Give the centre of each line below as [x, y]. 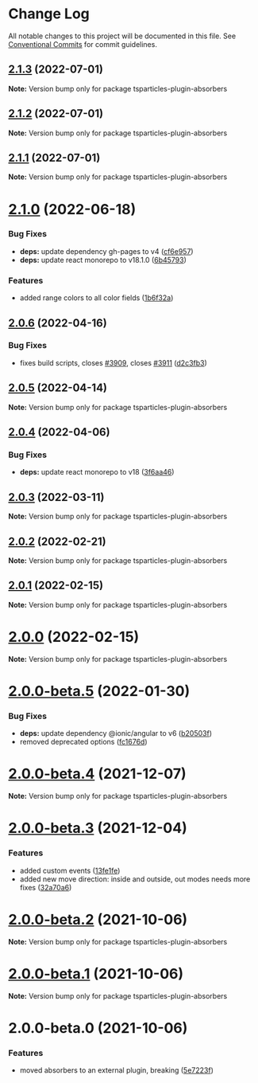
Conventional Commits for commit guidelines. [83, 44]
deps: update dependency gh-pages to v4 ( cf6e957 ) [106, 251]
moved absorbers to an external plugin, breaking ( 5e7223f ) [117, 1070]
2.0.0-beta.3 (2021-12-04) [98, 828]
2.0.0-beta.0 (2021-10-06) [98, 1028]
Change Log [49, 14]
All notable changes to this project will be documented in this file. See [122, 36]
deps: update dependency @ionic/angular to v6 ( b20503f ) [116, 733]
